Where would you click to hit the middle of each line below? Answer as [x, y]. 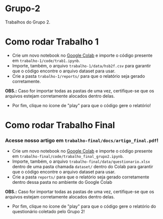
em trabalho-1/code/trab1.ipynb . [46, 60]
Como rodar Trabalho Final [60, 125]
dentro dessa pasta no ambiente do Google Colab [62, 182]
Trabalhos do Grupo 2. [28, 22]
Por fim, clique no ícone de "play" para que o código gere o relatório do [84, 206]
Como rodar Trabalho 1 [52, 42]
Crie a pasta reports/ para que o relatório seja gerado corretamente [81, 177]
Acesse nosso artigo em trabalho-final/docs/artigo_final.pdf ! [82, 140]
